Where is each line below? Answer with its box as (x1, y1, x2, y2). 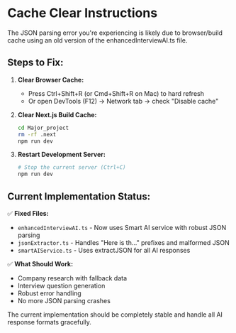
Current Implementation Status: (7, 190, 151, 202)
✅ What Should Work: (7, 259, 73, 268)
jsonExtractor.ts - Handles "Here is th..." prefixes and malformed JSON (17, 238, 230, 246)
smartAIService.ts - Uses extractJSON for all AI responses (17, 246, 191, 254)
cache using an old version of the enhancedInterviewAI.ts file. (7, 36, 188, 44)
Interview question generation (17, 281, 106, 290)
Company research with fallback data (17, 273, 128, 282)
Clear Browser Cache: (17, 75, 84, 84)
